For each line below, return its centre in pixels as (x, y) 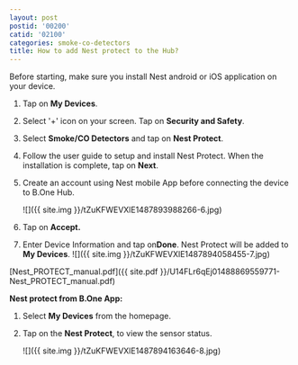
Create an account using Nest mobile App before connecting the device (156, 183)
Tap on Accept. (51, 227)
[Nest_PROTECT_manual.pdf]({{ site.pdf (84, 272)
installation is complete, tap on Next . (90, 165)
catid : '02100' (38, 34)
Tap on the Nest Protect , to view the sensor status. (117, 334)
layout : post (34, 18)
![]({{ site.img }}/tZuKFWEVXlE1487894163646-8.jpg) (122, 351)
